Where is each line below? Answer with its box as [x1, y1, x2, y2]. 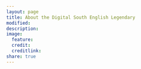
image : [6, 31, 23, 37]
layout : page [6, 8, 39, 15]
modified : [6, 20, 31, 26]
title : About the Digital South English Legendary [6, 14, 136, 20]
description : [6, 25, 39, 32]
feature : [11, 37, 34, 43]
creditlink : [11, 48, 42, 54]
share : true [6, 53, 36, 59]
